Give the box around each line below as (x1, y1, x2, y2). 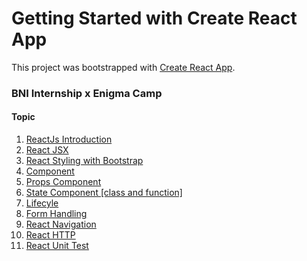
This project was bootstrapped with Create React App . (11, 61, 236, 73)
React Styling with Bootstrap (25, 155, 144, 167)
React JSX (25, 144, 69, 156)
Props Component (25, 176, 102, 188)
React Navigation (25, 218, 97, 231)
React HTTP (25, 229, 76, 241)
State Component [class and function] (25, 187, 183, 199)
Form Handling (25, 208, 88, 220)
